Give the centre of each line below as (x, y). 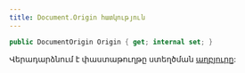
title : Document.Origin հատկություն (77, 17)
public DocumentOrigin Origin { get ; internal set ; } (111, 42)
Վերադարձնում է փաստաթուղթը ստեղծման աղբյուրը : (122, 59)
